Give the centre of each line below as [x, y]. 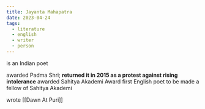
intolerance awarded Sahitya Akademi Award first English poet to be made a [103, 81]
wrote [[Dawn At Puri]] [35, 100]
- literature [28, 29]
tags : [13, 23]
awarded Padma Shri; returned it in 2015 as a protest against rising [92, 75]
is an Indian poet [27, 63]
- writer [23, 40]
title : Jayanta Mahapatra [39, 12]
